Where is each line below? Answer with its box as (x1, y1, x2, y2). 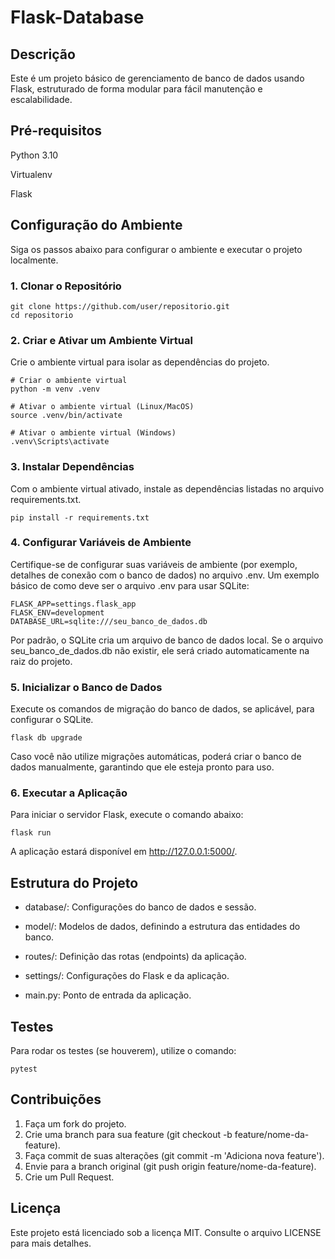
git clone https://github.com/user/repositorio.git (10, 301, 230, 311)
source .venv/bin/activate (10, 411, 123, 421)
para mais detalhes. (10, 1237, 92, 1249)
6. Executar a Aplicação (10, 786, 128, 800)
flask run (10, 828, 52, 838)
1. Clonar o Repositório (10, 279, 122, 293)
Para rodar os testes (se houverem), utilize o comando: (10, 1045, 237, 1057)
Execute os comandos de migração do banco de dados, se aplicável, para (10, 703, 315, 715)
